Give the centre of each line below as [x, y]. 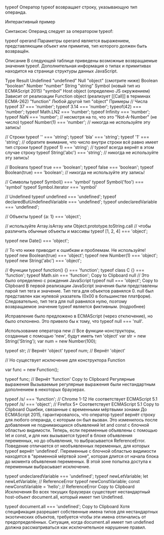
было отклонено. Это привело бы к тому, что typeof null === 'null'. [74, 321]
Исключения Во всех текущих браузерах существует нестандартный [78, 492]
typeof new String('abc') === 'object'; [43, 261]
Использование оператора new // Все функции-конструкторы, [70, 331]
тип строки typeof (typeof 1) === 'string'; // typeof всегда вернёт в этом [80, 147]
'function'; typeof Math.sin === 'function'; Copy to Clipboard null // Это [77, 275]
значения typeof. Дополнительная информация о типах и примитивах [78, 66]
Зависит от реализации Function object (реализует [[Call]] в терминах [78, 96]
